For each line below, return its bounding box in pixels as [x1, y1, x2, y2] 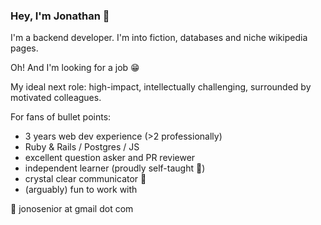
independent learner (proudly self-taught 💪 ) [24, 162, 206, 174]
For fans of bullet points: [10, 111, 112, 123]
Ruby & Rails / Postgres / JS [24, 141, 140, 153]
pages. [10, 42, 39, 54]
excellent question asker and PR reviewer [24, 152, 196, 164]
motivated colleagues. [10, 92, 102, 104]
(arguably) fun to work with [24, 184, 138, 196]
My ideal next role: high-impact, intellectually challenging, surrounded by [10, 81, 312, 93]
